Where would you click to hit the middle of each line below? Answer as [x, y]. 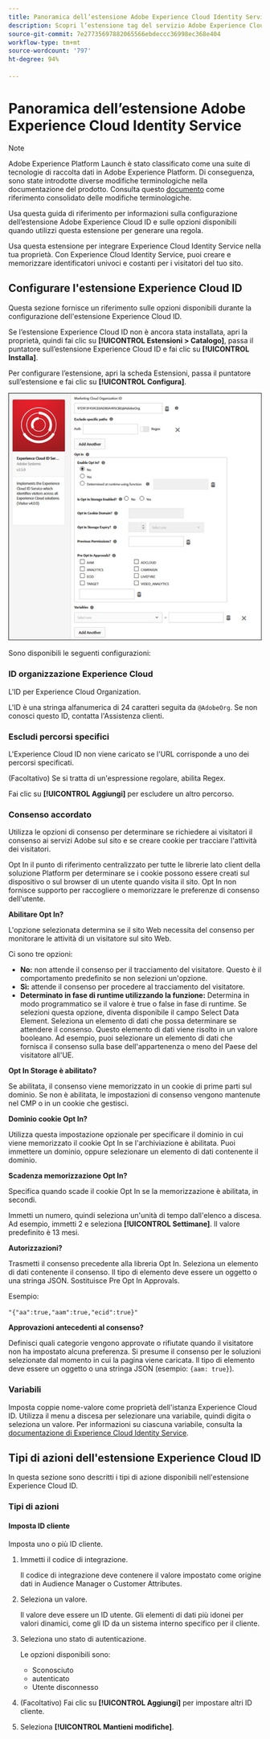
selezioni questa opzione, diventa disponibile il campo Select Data [129, 1012]
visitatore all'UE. [47, 1055]
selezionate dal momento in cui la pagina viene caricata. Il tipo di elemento [132, 1360]
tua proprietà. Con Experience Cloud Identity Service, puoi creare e [120, 254]
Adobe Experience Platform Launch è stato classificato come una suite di [129, 163]
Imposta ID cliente [39, 1526]
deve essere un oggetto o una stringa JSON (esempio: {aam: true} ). [121, 1369]
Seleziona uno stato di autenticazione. [83, 1639]
